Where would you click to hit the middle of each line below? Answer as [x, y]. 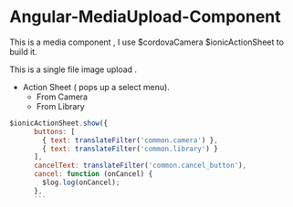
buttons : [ [54, 131]
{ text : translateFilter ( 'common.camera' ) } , [131, 140]
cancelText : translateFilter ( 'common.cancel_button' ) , [140, 166]
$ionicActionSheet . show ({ [58, 123]
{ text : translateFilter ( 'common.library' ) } [131, 149]
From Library [60, 106]
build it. [24, 51]
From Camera [62, 97]
